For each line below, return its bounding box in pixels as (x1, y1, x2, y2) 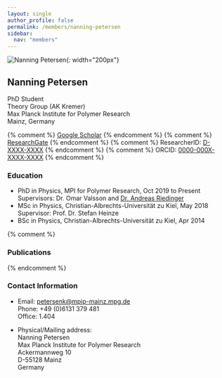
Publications (7, 247, 51, 257)
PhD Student (7, 94, 44, 103)
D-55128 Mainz (17, 356, 62, 364)
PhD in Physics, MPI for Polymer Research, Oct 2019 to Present (17, 187, 201, 195)
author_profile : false (7, 17, 74, 24)
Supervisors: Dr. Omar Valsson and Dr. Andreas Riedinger (17, 194, 185, 202)
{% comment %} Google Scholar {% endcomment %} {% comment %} (7, 131, 213, 139)
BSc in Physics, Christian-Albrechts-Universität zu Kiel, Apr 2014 (17, 216, 205, 225)
